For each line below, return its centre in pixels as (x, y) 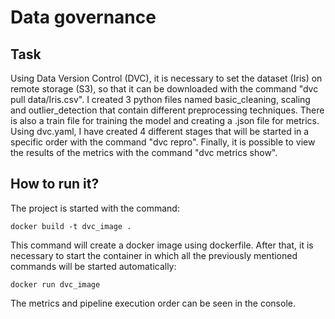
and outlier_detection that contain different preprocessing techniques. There (167, 110)
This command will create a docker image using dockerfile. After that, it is (162, 245)
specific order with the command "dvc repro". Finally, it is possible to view (163, 142)
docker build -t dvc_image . (71, 226)
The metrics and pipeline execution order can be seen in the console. (153, 303)
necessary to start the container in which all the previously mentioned (154, 255)
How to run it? (55, 184)
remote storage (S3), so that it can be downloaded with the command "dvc (164, 89)
